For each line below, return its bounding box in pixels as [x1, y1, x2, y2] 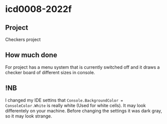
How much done [5, 51, 58, 59]
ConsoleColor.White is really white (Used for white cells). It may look [5, 102, 146, 108]
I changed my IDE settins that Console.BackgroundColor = [5, 97, 123, 103]
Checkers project [5, 36, 41, 42]
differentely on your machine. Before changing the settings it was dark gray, [5, 108, 162, 114]
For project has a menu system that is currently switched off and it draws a [5, 64, 160, 70]
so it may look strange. [5, 113, 53, 119]
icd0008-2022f [5, 3, 72, 15]
